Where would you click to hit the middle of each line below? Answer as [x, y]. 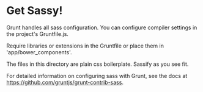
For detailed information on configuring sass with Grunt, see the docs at [97, 76]
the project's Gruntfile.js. [38, 34]
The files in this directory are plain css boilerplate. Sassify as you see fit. [98, 64]
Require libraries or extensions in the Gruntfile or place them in [85, 46]
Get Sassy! [35, 11]
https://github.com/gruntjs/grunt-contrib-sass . [65, 82]
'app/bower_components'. [39, 52]
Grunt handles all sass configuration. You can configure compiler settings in [102, 27]
